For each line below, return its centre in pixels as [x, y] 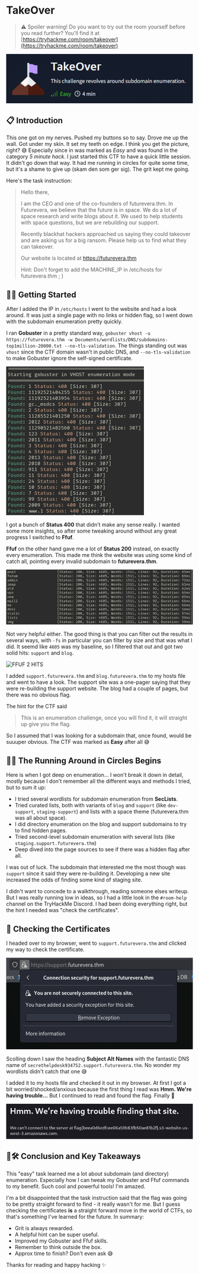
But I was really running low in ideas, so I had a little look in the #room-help [97, 898]
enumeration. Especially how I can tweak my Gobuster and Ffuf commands [98, 1180]
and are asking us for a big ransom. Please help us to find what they [104, 240]
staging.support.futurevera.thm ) [55, 843]
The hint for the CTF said [36, 706]
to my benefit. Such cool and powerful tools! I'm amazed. [76, 1186]
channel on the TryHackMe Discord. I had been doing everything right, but [97, 904]
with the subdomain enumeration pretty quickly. [65, 321]
